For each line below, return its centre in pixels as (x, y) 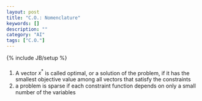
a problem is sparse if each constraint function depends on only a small (105, 86)
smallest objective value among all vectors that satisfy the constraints (103, 80)
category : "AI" (26, 35)
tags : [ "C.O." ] (26, 40)
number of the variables (45, 92)
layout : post (23, 12)
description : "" (27, 29)
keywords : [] (23, 23)
